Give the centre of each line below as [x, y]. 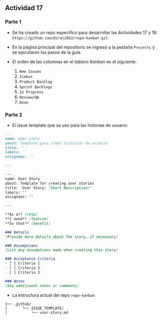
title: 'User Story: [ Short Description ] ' [49, 188]
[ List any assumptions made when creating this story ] [62, 250]
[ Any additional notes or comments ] [42, 286]
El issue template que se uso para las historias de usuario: [70, 125]
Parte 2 [14, 115]
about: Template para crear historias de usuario [56, 143]
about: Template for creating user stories [50, 183]
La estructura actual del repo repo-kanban [53, 295]
